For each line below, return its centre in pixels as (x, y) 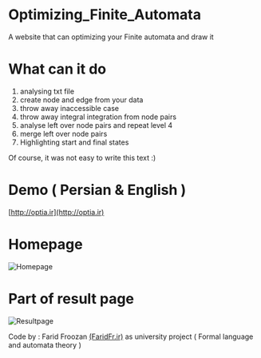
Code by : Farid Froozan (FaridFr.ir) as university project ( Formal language (131, 336)
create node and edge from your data (81, 99)
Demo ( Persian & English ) (97, 190)
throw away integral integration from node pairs (98, 117)
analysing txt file (47, 91)
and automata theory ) (45, 344)
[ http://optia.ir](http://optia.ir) (56, 212)
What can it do (57, 69)
